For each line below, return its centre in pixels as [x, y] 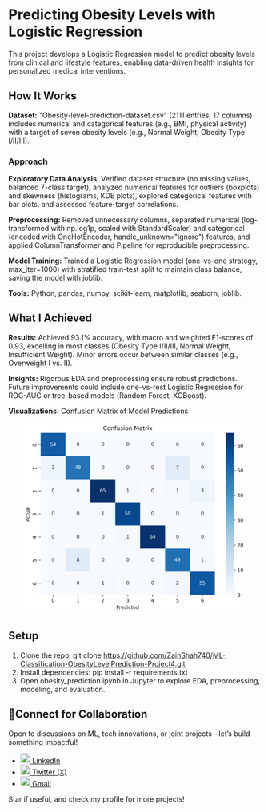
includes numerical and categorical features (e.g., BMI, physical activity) [127, 123]
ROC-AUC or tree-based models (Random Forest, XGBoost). [107, 395]
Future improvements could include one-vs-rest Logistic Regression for [126, 387]
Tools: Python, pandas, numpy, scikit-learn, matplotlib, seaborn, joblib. [125, 293]
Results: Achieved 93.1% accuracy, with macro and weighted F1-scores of [131, 337]
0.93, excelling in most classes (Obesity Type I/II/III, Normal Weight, [120, 346]
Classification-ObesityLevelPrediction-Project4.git [102, 663]
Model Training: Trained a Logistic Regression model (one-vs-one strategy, [133, 261]
